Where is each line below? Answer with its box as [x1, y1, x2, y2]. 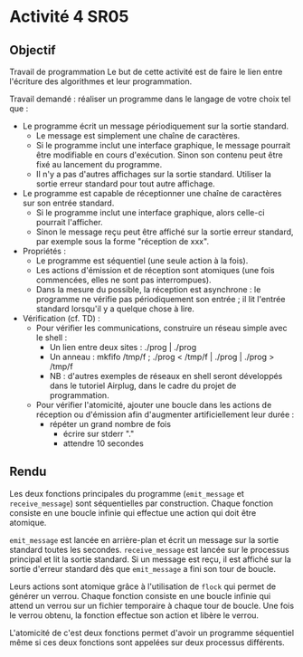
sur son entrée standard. [22, 197, 115, 208]
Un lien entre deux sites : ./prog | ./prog [49, 342, 197, 352]
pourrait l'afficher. [35, 217, 103, 227]
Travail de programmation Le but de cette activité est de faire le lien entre [9, 66, 283, 77]
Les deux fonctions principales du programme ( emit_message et [9, 488, 244, 499]
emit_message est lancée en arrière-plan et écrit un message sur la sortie [9, 534, 279, 545]
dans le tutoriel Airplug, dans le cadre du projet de [49, 380, 237, 391]
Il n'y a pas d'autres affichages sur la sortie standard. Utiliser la [35, 169, 271, 179]
